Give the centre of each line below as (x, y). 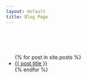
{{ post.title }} (31, 63)
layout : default (26, 11)
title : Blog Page (27, 17)
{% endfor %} (31, 69)
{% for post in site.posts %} (48, 57)
